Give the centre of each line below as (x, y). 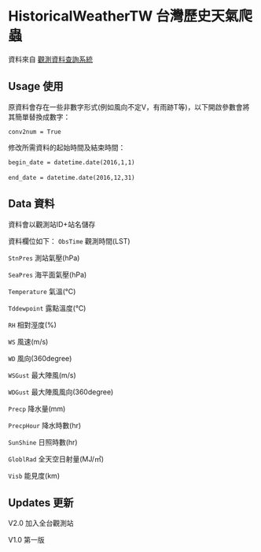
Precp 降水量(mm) (37, 408)
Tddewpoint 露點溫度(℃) (47, 308)
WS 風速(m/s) (28, 341)
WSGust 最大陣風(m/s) (42, 375)
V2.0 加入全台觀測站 (41, 523)
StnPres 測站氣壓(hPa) (44, 258)
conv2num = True (35, 132)
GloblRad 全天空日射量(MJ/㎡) (56, 459)
